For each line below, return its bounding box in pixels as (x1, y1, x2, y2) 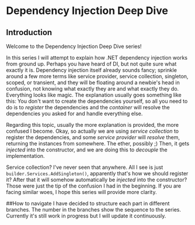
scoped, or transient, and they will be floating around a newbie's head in (6, 79, 180, 86)
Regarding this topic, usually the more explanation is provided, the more (6, 122, 179, 128)
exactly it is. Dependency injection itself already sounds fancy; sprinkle (6, 67, 177, 74)
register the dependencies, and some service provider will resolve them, (6, 134, 180, 141)
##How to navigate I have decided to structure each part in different (6, 200, 170, 207)
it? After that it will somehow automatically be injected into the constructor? (6, 176, 187, 183)
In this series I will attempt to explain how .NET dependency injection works (6, 54, 188, 61)
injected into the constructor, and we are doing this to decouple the (6, 146, 168, 153)
